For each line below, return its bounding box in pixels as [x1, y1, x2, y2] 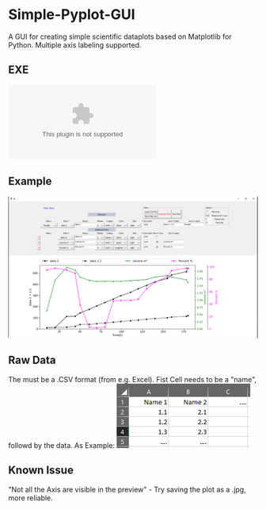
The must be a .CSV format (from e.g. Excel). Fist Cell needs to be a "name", [8, 374, 257, 384]
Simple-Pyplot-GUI [8, 6, 136, 24]
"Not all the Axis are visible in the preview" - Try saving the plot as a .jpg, [8, 484, 247, 494]
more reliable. [8, 493, 53, 503]
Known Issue [8, 464, 74, 477]
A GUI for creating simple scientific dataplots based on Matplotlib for [8, 32, 232, 41]
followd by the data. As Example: [8, 440, 116, 450]
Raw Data [8, 354, 57, 367]
